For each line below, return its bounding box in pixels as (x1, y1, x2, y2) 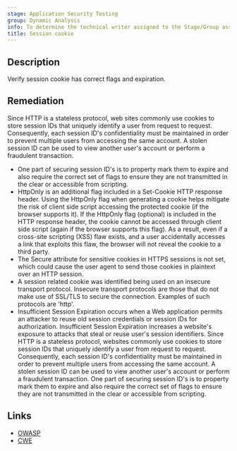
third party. (17, 247, 50, 256)
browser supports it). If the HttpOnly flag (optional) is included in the (17, 209, 217, 218)
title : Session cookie (7, 30, 74, 37)
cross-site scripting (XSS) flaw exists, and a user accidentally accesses (17, 232, 226, 240)
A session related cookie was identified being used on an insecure (17, 277, 211, 285)
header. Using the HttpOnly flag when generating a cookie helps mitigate (17, 194, 230, 203)
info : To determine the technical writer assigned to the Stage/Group (7, 23, 219, 30)
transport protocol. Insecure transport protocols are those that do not (17, 285, 219, 293)
